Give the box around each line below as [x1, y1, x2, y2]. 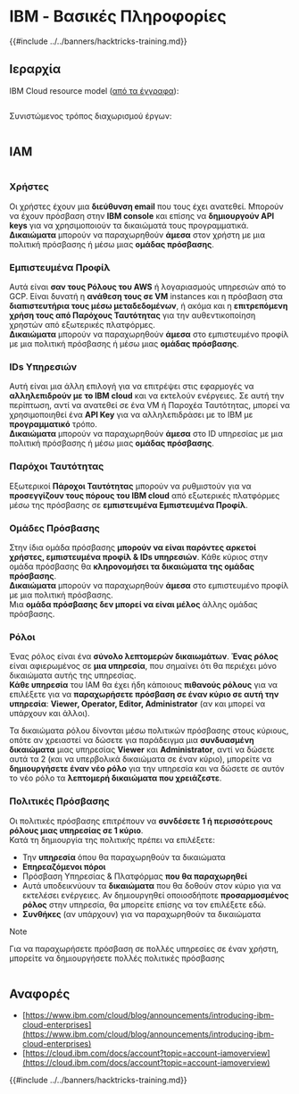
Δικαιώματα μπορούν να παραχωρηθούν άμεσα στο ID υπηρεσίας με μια [9, 429, 284, 439]
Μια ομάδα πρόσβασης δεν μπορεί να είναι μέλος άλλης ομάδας [9, 599, 258, 610]
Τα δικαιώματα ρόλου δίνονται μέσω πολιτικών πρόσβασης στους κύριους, [9, 725, 289, 736]
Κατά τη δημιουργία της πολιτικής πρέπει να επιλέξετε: [9, 834, 216, 845]
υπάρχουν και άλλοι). [9, 708, 91, 719]
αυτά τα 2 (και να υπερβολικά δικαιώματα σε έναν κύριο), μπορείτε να [9, 754, 272, 764]
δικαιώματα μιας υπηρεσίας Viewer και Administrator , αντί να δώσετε [9, 744, 275, 756]
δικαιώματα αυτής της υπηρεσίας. [9, 670, 137, 681]
